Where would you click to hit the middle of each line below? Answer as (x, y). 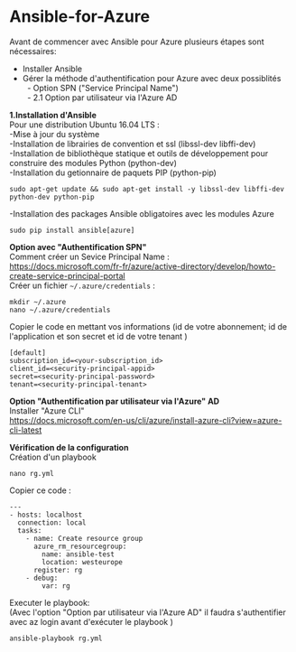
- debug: (42, 578)
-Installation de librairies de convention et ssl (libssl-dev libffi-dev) (133, 144)
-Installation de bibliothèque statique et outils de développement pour (139, 153)
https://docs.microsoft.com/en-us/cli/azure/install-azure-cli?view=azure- (146, 420)
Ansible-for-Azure (80, 17)
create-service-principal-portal (67, 275)
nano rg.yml (32, 473)
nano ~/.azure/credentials (60, 310)
